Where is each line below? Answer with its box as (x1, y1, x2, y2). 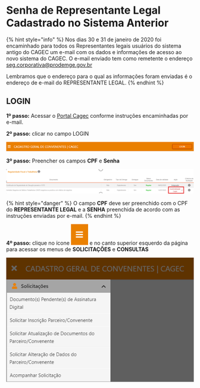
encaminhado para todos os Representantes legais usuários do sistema (6, 42, 182, 49)
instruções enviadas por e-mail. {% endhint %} (6, 212, 121, 219)
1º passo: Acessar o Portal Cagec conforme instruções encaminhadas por (6, 112, 189, 119)
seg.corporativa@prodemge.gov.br (6, 61, 92, 68)
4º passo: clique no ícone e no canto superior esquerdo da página (6, 239, 189, 246)
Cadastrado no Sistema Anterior (6, 16, 169, 30)
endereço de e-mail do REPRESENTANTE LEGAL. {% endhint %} (6, 79, 164, 86)
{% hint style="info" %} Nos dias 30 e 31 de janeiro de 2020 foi (6, 36, 162, 43)
